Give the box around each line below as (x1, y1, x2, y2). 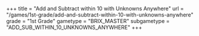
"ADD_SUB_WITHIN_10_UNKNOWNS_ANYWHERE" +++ (6, 24, 142, 31)
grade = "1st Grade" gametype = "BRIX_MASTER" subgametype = (6, 18, 170, 24)
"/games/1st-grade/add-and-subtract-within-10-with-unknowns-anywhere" (6, 11, 194, 18)
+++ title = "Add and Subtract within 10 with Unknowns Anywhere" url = (6, 5, 185, 12)
